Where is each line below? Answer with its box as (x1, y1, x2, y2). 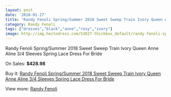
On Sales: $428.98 (5, 61, 46, 66)
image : (5, 31, 19, 36)
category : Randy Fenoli (5, 21, 56, 27)
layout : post (5, 7, 33, 13)
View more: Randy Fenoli (5, 86, 58, 92)
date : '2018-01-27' (5, 12, 47, 17)
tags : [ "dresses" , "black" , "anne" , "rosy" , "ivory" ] (5, 27, 113, 32)
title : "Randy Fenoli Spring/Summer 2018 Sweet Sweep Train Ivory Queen (5, 17, 163, 22)
